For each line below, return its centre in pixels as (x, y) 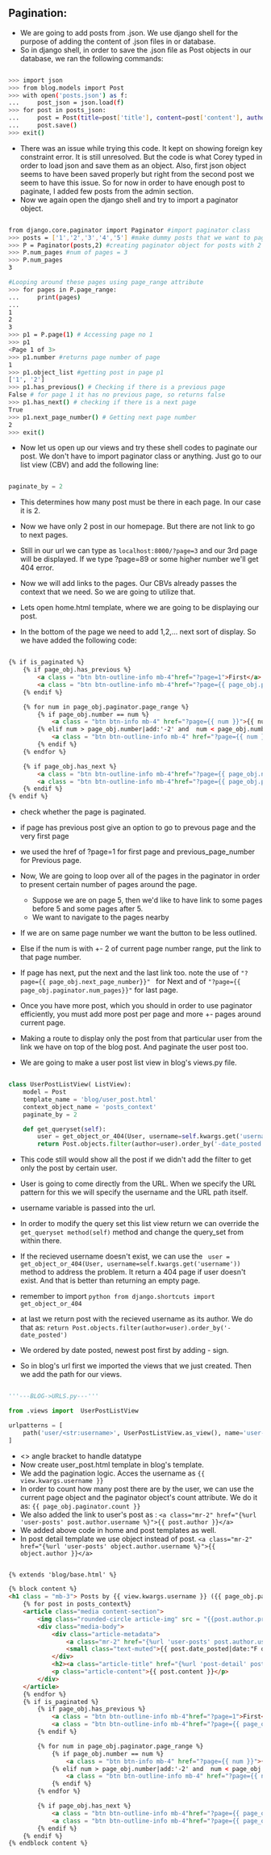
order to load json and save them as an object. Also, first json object (133, 165)
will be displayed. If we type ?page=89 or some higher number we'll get (139, 559)
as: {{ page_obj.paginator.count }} (80, 1505)
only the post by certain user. (69, 1168)
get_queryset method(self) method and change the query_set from (132, 1232)
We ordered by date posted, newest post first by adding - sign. (124, 1350)
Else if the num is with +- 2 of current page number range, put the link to (141, 948)
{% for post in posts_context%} (77, 1604)
